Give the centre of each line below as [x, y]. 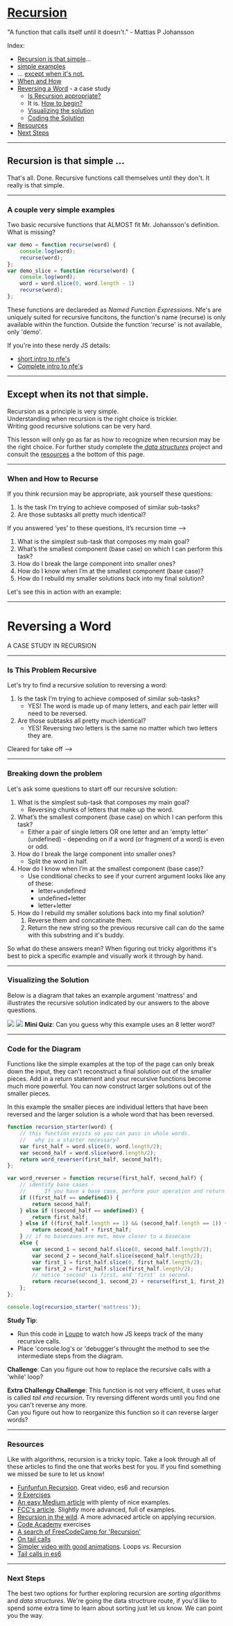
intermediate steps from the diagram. [70, 1356]
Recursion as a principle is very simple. [63, 411]
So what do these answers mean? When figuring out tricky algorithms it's [112, 948]
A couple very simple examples [61, 210]
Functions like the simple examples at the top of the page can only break [111, 1064]
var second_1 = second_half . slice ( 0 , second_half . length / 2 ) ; [122, 1249]
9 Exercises [34, 1495]
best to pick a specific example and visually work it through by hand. [105, 955]
